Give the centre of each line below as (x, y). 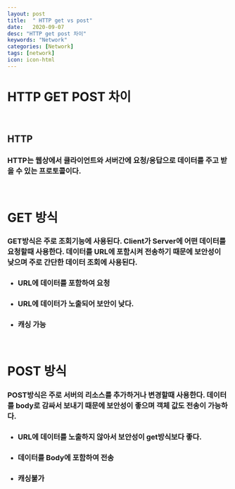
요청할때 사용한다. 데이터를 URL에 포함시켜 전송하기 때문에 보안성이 (114, 252)
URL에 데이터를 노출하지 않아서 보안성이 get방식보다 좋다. (109, 437)
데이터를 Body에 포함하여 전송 (66, 457)
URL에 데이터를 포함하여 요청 (64, 283)
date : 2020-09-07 (36, 27)
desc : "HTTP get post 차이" (47, 34)
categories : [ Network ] (40, 47)
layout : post (26, 14)
